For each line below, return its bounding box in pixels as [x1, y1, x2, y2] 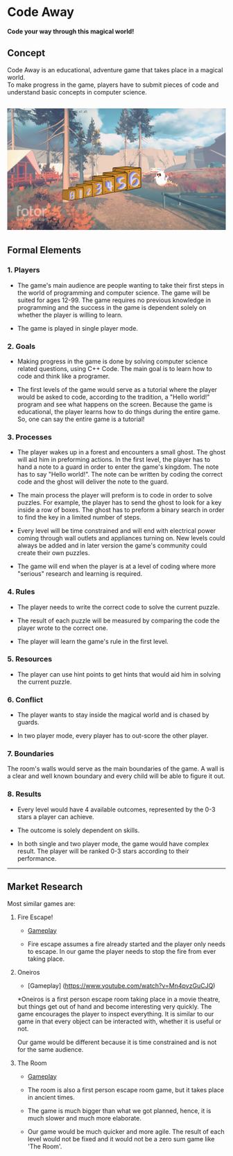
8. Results [7, 789, 42, 799]
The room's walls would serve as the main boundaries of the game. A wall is [7, 765, 225, 773]
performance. [17, 854, 57, 862]
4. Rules [7, 587, 35, 597]
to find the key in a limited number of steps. [17, 513, 142, 522]
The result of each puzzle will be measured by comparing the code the [17, 616, 220, 625]
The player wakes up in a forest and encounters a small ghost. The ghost [17, 448, 226, 456]
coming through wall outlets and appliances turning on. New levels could [17, 534, 225, 543]
